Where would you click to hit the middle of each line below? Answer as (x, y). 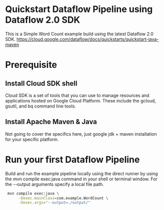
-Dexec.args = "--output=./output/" (54, 203)
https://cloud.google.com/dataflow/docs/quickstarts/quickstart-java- (88, 39)
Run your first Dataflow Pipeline (72, 160)
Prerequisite (31, 65)
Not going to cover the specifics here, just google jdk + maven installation (81, 134)
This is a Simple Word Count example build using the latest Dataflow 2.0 (79, 34)
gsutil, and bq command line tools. (41, 106)
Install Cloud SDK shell (41, 83)
